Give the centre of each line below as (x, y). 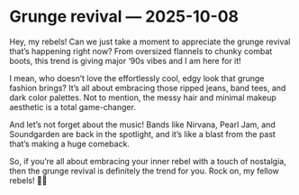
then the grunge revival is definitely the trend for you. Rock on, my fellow (144, 171)
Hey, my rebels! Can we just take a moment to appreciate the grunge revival (150, 42)
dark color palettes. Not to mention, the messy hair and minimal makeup (143, 97)
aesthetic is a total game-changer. (73, 107)
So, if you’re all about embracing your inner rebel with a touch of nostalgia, (148, 161)
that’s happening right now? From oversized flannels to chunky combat (141, 51)
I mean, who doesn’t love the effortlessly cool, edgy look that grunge (137, 78)
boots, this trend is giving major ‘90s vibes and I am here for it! (125, 60)
